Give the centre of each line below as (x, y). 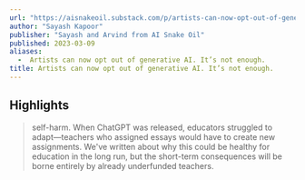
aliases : (26, 52)
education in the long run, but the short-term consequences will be (157, 156)
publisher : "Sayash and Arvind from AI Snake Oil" (107, 35)
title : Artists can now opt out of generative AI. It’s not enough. (142, 69)
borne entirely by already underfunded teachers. (123, 165)
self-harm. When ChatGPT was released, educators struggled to (152, 127)
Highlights (39, 105)
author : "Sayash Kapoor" (56, 26)
